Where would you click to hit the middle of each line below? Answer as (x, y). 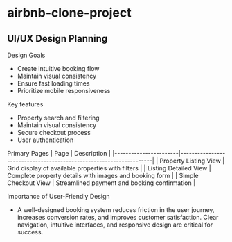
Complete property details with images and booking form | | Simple (103, 176)
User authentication (45, 140)
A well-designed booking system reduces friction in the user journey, (116, 210)
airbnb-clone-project (69, 13)
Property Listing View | (192, 161)
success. (30, 232)
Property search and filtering (58, 118)
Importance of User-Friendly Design (59, 196)
